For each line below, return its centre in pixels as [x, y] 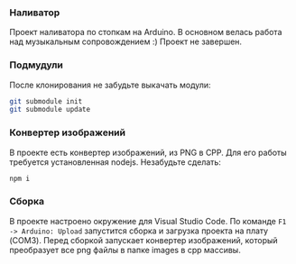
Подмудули [36, 65]
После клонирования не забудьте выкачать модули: [110, 85]
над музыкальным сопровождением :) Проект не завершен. [125, 41]
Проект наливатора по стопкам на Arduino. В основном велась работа [146, 32]
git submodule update [50, 110]
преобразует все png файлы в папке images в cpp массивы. [125, 250]
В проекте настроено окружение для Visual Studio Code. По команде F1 [148, 221]
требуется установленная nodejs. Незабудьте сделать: [115, 162]
